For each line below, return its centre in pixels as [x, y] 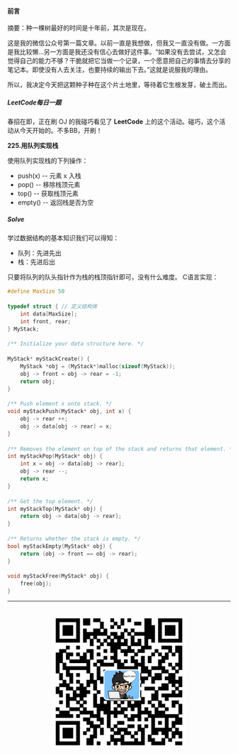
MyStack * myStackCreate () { [49, 359]
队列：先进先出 [39, 253]
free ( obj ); [36, 584]
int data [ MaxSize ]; [49, 314]
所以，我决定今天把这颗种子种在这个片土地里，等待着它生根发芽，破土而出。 [119, 85]
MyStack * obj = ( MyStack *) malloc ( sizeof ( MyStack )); [98, 366]
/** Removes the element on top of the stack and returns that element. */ [121, 449]
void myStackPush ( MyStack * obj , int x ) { [69, 411]
